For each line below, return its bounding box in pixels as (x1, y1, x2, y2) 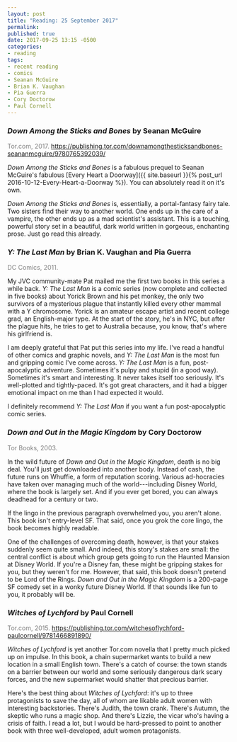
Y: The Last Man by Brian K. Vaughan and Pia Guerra (7, 247, 192, 257)
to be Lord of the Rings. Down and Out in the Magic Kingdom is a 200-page (7, 575, 229, 583)
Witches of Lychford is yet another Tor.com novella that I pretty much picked (7, 645, 231, 653)
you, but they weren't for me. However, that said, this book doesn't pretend (7, 567, 226, 576)
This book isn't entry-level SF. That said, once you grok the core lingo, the (7, 516, 224, 525)
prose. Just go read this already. (7, 229, 102, 238)
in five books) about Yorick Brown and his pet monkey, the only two (7, 292, 204, 301)
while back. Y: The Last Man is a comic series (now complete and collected (7, 285, 228, 293)
